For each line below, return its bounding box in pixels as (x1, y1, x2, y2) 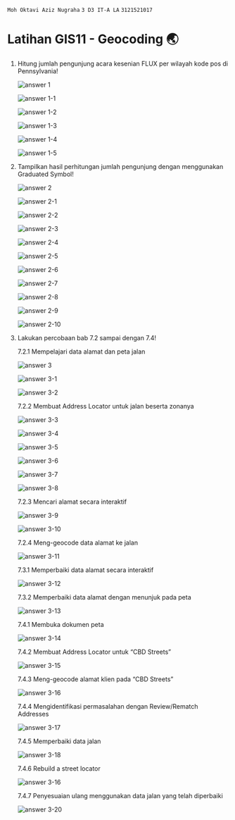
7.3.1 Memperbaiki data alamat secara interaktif (17, 566, 154, 574)
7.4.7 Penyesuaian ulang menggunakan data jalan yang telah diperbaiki (17, 791, 223, 800)
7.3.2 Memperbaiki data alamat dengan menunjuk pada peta (17, 592, 191, 601)
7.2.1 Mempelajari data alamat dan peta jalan (17, 347, 146, 356)
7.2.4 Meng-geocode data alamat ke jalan (17, 538, 139, 547)
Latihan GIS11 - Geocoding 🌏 (7, 31, 179, 47)
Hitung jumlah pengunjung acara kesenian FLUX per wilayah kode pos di (17, 59, 229, 68)
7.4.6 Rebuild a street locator (17, 764, 101, 773)
